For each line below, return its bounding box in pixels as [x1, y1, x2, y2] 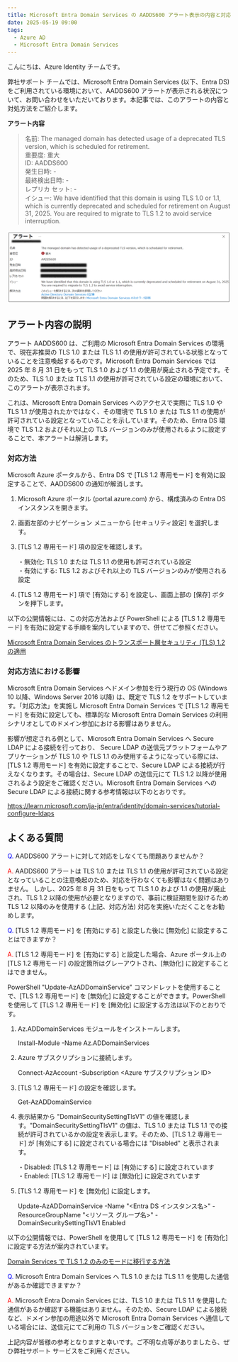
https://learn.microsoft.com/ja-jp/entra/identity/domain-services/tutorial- [7, 802, 221, 810]
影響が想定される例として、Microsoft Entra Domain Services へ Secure [7, 735, 214, 743]
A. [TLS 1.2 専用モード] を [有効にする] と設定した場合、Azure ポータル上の [7, 950, 227, 959]
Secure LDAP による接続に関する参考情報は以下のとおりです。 [7, 788, 190, 796]
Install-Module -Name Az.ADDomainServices [17, 1039, 150, 1047]
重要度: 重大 [24, 151, 60, 160]
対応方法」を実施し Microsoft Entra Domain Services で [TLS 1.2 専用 [22, 702, 224, 710]
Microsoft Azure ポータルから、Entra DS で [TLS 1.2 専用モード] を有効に [7, 471, 220, 479]
